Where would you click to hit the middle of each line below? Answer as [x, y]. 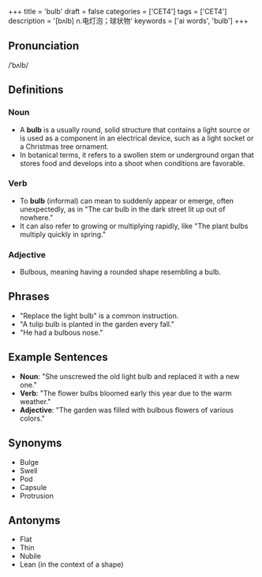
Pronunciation [44, 46]
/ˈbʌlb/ [19, 65]
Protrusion [36, 496]
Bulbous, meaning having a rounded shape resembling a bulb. [120, 272]
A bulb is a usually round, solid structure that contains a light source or [135, 129]
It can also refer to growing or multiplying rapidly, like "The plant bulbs [134, 226]
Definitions [36, 90]
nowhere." [36, 217]
